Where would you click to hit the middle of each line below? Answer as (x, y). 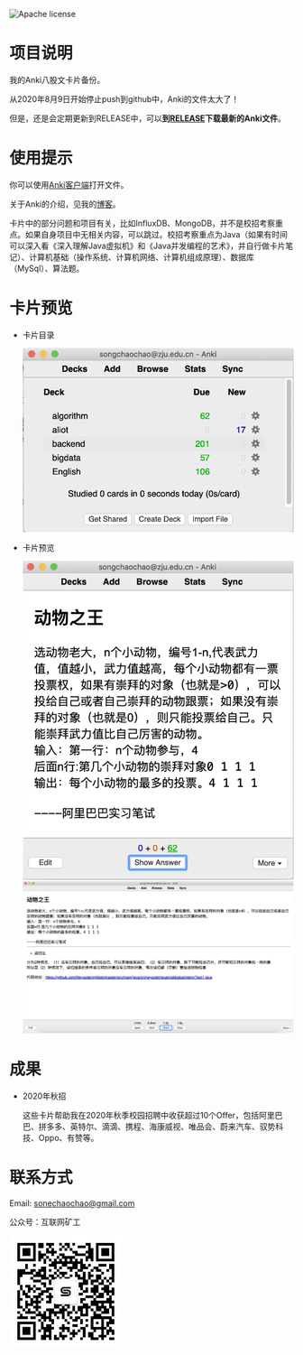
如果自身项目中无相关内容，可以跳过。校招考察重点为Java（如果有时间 (156, 234)
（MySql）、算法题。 (47, 268)
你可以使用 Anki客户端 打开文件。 (69, 184)
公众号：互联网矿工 (45, 1221)
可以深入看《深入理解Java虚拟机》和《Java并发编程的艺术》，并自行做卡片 (147, 246)
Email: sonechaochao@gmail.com (72, 1203)
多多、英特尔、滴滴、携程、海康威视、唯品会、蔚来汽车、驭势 (161, 1126)
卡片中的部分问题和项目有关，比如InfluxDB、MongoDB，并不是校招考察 (142, 223)
